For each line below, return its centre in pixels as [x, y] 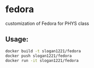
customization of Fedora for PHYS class [47, 23]
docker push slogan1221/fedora [39, 56]
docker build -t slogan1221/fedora [43, 51]
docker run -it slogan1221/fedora [42, 60]
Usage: [17, 39]
